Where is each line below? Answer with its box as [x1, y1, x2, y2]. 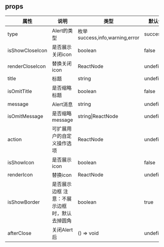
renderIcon [7, 171, 33, 178]
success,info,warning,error [78, 34, 140, 41]
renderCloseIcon [7, 63, 46, 70]
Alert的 [52, 27, 68, 34]
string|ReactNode [78, 113, 119, 119]
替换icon [52, 171, 72, 178]
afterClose [7, 229, 32, 236]
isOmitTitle [7, 88, 32, 95]
